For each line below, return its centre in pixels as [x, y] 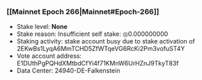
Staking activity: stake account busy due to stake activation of [106, 41]
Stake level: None [42, 27]
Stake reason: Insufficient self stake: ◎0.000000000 [92, 34]
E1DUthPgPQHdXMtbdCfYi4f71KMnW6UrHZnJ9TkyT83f [98, 63]
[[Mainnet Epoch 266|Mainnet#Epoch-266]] [83, 12]
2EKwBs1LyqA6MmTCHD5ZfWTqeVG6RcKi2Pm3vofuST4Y [101, 49]
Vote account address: [49, 56]
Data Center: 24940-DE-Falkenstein [68, 71]
